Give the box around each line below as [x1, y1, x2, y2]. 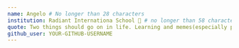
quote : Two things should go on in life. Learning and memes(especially [7, 23, 228, 30]
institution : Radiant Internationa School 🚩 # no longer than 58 [7, 17, 205, 24]
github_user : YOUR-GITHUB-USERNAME [7, 30, 113, 37]
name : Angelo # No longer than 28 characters [7, 10, 144, 18]
